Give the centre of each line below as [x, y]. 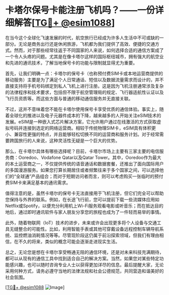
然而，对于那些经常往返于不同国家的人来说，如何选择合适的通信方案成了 [89, 50]
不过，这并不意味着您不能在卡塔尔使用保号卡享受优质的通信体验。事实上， [82, 109]
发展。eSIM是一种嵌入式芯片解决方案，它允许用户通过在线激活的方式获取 [81, 121]
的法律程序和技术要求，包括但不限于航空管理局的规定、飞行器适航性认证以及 [84, 92]
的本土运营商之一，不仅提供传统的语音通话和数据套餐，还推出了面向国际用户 [84, 164]
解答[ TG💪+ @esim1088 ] [65, 23]
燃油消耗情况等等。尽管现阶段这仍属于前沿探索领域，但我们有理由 [91, 235]
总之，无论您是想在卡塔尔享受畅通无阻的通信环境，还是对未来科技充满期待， [84, 252]
